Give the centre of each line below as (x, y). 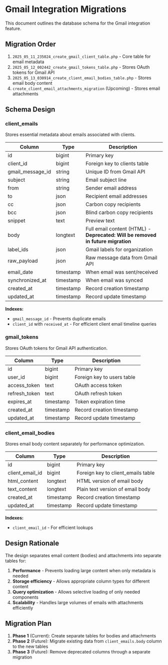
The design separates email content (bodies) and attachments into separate (83, 555)
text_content (22, 489)
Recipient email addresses (116, 196)
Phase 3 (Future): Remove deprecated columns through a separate (81, 651)
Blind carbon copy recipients (119, 213)
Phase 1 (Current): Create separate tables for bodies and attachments (84, 635)
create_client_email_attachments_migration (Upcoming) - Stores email (86, 88)
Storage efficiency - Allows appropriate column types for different (81, 581)
